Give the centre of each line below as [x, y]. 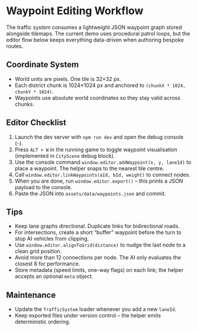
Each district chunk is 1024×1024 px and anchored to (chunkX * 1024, [100, 85]
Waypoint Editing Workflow [75, 11]
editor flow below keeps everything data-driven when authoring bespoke [95, 40]
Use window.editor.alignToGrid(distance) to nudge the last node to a [100, 245]
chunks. [24, 104]
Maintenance [31, 295]
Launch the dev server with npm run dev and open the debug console [99, 137]
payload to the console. [43, 187]
